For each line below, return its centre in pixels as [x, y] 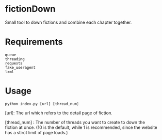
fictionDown [30, 9]
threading [15, 59]
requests [14, 63]
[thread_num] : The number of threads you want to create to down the [75, 122]
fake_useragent [20, 67]
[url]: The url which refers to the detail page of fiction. [59, 113]
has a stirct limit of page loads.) [36, 132]
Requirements [34, 42]
